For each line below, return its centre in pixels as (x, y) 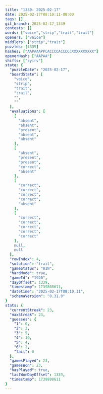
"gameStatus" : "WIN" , (32, 268)
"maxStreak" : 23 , (27, 315)
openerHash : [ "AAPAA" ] (28, 56)
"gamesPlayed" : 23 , (30, 361)
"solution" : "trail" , (32, 264)
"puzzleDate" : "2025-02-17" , (40, 70)
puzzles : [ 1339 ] (22, 47)
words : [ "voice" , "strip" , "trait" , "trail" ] (50, 33)
